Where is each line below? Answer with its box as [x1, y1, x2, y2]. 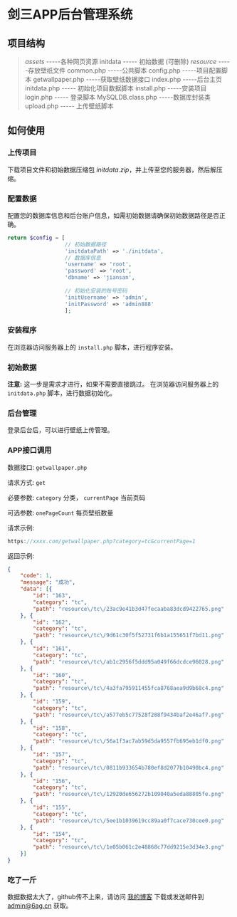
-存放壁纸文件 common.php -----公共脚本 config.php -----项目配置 [24, 66, 222, 75]
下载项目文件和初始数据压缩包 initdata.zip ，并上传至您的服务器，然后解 [7, 165, 217, 174]
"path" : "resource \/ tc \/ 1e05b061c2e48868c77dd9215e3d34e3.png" [33, 844, 224, 851]
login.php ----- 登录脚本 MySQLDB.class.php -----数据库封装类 [24, 93, 211, 101]
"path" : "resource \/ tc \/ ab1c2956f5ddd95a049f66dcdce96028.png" [33, 658, 224, 666]
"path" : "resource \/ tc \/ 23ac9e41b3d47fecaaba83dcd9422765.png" [33, 605, 224, 612]
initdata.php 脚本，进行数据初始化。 [7, 389, 116, 397]
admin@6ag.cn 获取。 [7, 901, 73, 910]
